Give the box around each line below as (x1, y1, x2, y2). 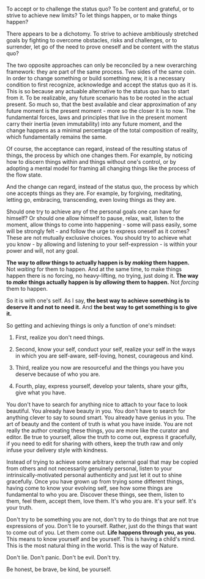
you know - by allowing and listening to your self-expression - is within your (6, 240, 198, 248)
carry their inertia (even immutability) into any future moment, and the (6, 120, 182, 128)
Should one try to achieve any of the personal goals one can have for (6, 208, 181, 215)
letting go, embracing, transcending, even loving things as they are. (6, 196, 176, 203)
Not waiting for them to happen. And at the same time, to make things (6, 266, 182, 272)
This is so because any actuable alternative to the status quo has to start (6, 88, 190, 94)
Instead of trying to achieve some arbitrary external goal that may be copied (6, 458, 198, 466)
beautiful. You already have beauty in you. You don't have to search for (6, 407, 185, 415)
